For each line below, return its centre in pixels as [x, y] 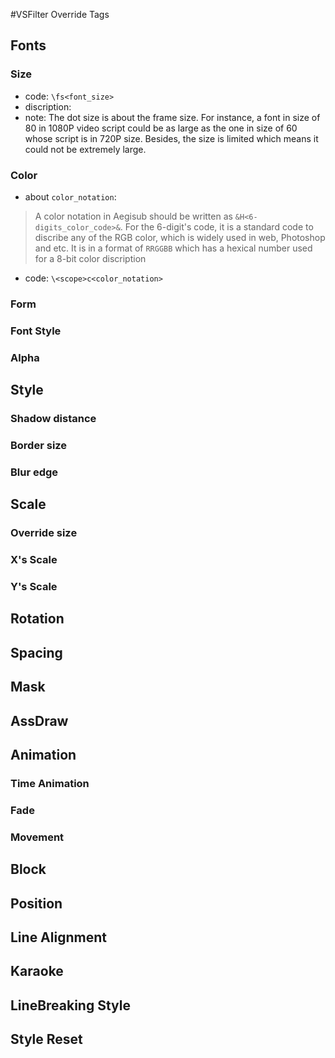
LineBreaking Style [70, 1005]
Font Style [36, 331]
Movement [37, 837]
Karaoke [37, 971]
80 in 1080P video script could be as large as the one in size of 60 [161, 128]
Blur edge [34, 472]
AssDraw [39, 720]
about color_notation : [70, 196]
